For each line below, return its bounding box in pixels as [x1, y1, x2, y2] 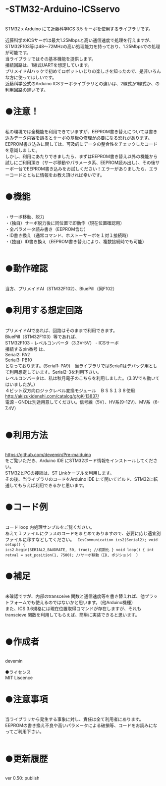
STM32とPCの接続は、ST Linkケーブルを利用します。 [5, 470, 114, 476]
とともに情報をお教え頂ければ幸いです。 [22, 172, 105, 178]
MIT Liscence [5, 675, 33, 681]
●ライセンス [5, 669, 31, 675]
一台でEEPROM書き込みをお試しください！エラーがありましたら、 [13, 166, 150, 171]
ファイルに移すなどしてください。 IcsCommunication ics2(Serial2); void [5, 536, 158, 542]
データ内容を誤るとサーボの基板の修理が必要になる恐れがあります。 [13, 135, 153, 141]
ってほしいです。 [22, 74, 57, 80]
